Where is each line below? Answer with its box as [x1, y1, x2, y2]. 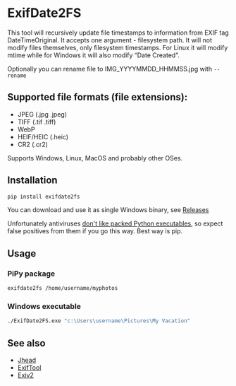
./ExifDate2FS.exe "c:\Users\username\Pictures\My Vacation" [7, 317, 191, 324]
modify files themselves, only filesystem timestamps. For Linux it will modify [7, 43, 228, 52]
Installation [7, 175, 58, 187]
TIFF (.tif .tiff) [17, 117, 56, 126]
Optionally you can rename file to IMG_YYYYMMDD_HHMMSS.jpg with [7, 64, 213, 73]
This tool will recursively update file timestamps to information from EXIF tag [7, 28, 229, 37]
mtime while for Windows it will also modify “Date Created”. [7, 51, 180, 59]
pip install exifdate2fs [7, 193, 80, 200]
